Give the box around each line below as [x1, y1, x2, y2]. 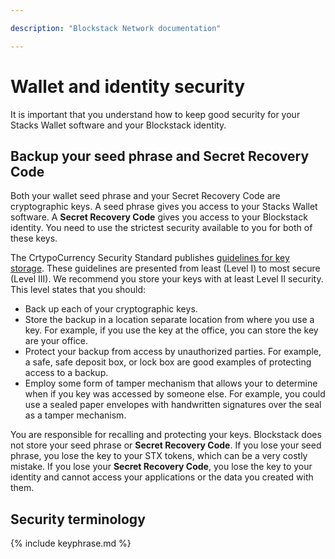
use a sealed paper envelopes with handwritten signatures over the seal [24, 399, 322, 411]
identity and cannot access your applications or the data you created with [10, 471, 314, 483]
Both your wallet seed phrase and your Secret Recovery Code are [10, 190, 281, 202]
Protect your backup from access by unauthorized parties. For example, [24, 346, 322, 358]
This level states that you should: [10, 284, 147, 296]
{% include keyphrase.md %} [10, 537, 132, 550]
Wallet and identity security [10, 75, 246, 98]
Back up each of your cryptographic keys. [24, 303, 198, 315]
